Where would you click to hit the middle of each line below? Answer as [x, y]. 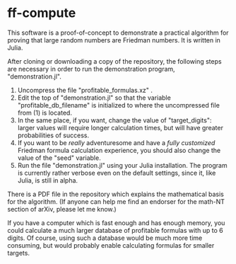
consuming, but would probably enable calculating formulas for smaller [111, 245]
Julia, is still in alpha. [48, 180]
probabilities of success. [53, 135]
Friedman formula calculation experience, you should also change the [119, 150]
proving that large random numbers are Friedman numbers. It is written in [114, 40]
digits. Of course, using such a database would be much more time [105, 238]
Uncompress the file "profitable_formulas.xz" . [85, 90]
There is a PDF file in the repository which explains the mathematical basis [116, 194]
